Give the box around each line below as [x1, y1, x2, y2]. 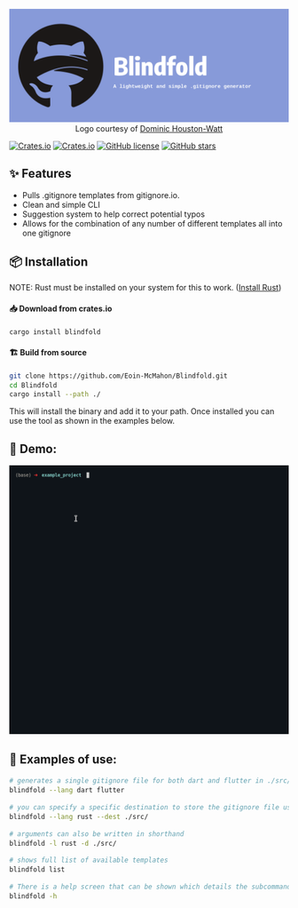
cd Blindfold [9, 380, 58, 390]
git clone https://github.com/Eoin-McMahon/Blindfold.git [9, 371, 228, 380]
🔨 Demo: [9, 441, 58, 457]
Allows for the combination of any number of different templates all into [21, 218, 283, 228]
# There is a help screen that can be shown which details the [9, 882, 248, 892]
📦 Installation [9, 254, 89, 269]
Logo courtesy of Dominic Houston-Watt [74, 123, 223, 133]
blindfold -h [9, 892, 58, 901]
